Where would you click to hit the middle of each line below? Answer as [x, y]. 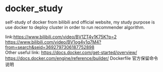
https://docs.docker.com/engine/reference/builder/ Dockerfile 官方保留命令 [81, 58]
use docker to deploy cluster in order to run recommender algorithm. [75, 27]
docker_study [34, 9]
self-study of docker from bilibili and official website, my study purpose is [80, 22]
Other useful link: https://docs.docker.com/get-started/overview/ [71, 52]
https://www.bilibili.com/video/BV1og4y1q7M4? [53, 42]
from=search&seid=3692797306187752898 [50, 47]
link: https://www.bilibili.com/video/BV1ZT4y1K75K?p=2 [61, 37]
